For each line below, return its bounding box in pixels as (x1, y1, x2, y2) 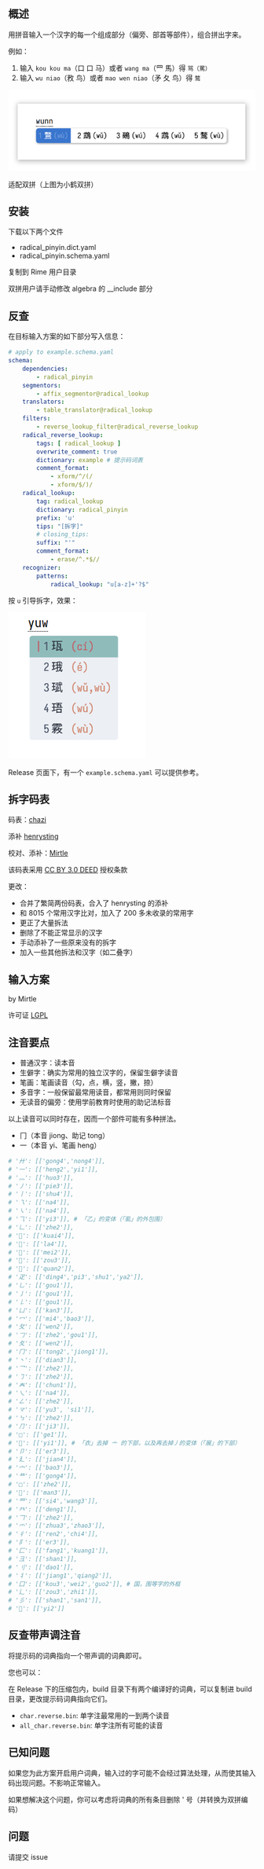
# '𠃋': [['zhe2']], (8, 1397, 75, 1405)
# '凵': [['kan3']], (8, 1306, 75, 1314)
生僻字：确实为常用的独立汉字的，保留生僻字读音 (19, 1067, 178, 1077)
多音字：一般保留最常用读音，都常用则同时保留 (19, 1087, 171, 1096)
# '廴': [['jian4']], (8, 1456, 78, 1463)
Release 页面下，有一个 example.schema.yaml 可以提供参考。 (8, 767, 203, 777)
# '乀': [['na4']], (8, 1390, 71, 1397)
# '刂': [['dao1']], (8, 1563, 75, 1571)
